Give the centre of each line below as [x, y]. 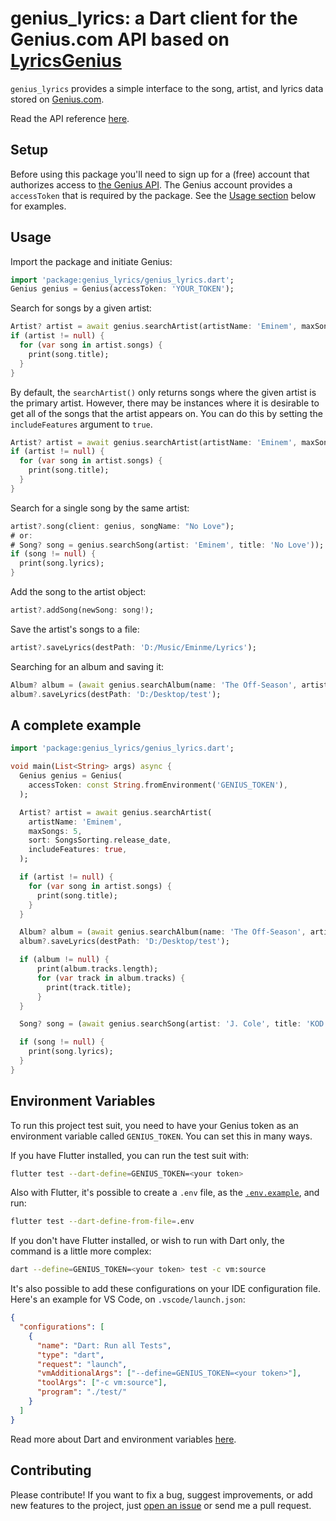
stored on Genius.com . [57, 99]
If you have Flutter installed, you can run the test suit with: [130, 1155]
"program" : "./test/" [82, 1392]
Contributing [51, 1470]
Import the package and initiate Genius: [91, 261]
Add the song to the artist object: [78, 592]
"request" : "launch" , [82, 1364]
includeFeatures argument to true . [81, 424]
